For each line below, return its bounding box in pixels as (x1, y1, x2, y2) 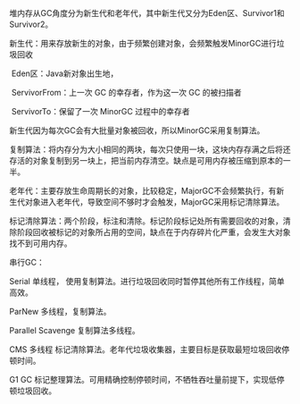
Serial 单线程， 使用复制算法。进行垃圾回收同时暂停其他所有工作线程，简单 (9, 276, 286, 286)
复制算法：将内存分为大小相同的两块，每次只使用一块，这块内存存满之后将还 (9, 144, 291, 155)
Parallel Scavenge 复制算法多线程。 (9, 325, 140, 335)
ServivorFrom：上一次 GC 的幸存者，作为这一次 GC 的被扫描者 (11, 88, 242, 97)
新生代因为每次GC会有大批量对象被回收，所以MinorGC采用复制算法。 (9, 125, 265, 136)
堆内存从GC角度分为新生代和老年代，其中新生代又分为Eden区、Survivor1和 (9, 8, 286, 18)
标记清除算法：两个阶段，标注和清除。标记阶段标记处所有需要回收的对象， (9, 215, 283, 226)
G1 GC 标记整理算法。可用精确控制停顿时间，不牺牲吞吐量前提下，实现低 (9, 375, 277, 384)
